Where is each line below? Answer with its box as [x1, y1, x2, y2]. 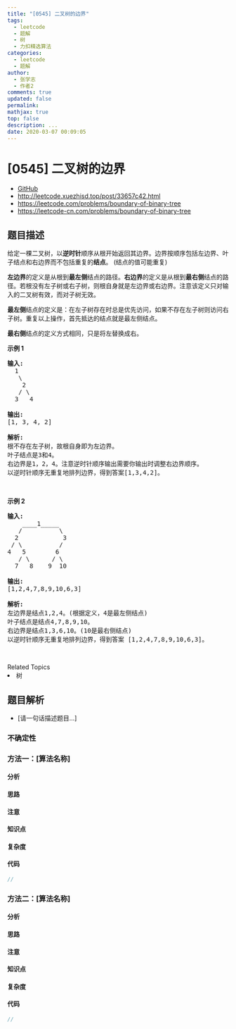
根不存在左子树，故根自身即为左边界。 [7, 442, 118, 451]
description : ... [7, 121, 58, 129]
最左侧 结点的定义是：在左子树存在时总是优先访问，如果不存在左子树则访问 [7, 306, 223, 314]
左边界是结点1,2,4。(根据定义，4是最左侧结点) [7, 609, 148, 617]
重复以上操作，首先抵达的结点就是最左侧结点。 [25, 314, 162, 323]
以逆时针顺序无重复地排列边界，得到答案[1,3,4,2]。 [7, 469, 164, 477]
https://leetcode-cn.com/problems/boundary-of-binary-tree [17, 207, 191, 216]
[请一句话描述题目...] [17, 713, 77, 722]
